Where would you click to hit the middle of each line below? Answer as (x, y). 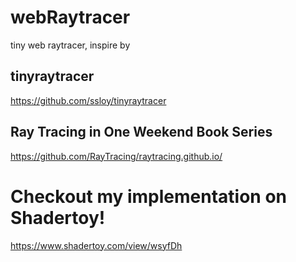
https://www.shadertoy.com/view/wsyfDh (96, 245)
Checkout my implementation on (149, 196)
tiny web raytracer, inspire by (70, 45)
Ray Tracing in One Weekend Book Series (141, 132)
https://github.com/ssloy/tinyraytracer (88, 100)
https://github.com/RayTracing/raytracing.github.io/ (116, 156)
